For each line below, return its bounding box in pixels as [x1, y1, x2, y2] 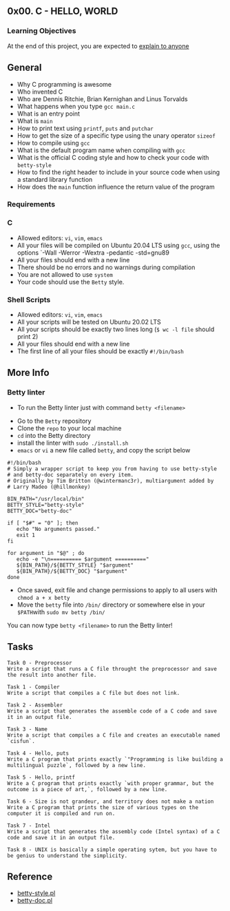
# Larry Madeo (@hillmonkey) [7, 483, 91, 490]
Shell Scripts [7, 295, 51, 304]
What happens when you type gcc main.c [17, 102, 136, 110]
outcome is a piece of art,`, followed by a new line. [7, 786, 168, 793]
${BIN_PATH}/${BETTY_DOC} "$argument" [16, 567, 128, 574]
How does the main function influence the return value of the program [17, 182, 215, 191]
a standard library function [17, 175, 93, 183]
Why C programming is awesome [17, 80, 112, 88]
